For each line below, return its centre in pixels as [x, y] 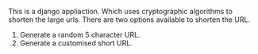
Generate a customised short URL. [76, 43]
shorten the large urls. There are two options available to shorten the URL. [129, 20]
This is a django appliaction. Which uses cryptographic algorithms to [120, 11]
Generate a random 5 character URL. [80, 35]
